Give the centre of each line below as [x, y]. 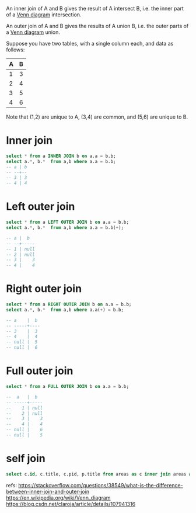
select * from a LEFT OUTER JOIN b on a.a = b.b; [68, 222]
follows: [15, 50]
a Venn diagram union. [33, 32]
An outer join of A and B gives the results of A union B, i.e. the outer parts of [97, 26]
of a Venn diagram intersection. [44, 15]
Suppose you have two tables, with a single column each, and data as [90, 44]
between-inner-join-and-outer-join [48, 491]
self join [26, 459]
